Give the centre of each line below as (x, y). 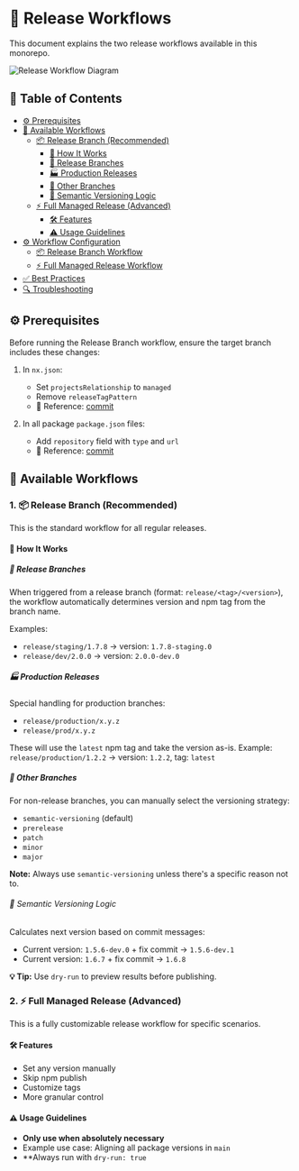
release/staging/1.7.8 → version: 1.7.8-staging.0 (117, 646)
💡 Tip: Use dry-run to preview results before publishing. (113, 976)
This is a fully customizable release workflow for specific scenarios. (135, 1024)
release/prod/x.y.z (59, 731)
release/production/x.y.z (71, 721)
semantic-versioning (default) (77, 818)
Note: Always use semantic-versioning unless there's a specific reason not (149, 874)
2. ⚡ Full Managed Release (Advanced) (95, 1001)
